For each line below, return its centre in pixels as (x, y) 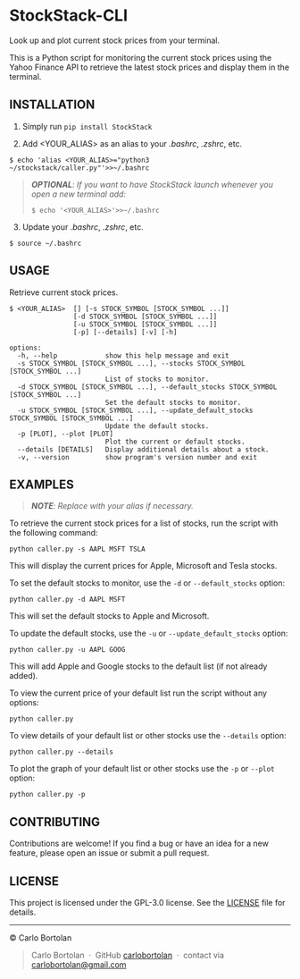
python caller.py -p (48, 795)
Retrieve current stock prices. (64, 292)
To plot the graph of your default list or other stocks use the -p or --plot (142, 769)
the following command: (54, 533)
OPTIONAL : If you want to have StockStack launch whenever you (152, 184)
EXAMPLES (42, 484)
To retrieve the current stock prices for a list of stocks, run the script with (144, 523)
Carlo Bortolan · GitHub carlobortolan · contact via (128, 955)
